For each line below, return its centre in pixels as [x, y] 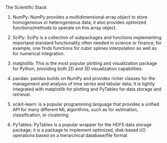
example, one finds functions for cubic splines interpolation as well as [85, 48]
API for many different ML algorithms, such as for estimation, [75, 110]
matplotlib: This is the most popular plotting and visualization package [85, 63]
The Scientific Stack [26, 7]
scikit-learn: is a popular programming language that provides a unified [86, 104]
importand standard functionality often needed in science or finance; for [87, 43]
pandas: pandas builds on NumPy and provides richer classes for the [84, 78]
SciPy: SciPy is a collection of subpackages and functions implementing [87, 38]
